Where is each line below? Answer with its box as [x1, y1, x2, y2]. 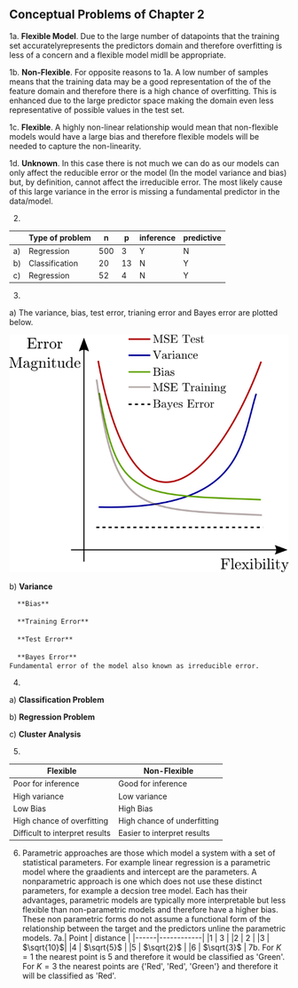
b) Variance [9, 581, 53, 592]
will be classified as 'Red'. [21, 970, 117, 981]
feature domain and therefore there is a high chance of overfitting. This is [9, 85, 278, 96]
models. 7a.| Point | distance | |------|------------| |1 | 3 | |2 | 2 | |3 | [21, 932, 271, 943]
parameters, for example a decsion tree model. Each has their [21, 885, 248, 896]
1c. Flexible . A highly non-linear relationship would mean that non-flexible [9, 122, 279, 132]
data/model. [9, 195, 53, 206]
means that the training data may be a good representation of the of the [9, 76, 271, 87]
